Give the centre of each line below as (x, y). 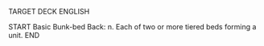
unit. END (24, 35)
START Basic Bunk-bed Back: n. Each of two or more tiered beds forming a (132, 27)
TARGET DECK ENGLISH (49, 11)
